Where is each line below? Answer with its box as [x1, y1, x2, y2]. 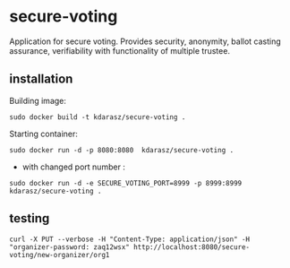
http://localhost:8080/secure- [132, 242, 251, 252]
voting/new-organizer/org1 [9, 250, 110, 259]
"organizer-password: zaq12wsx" [9, 242, 130, 252]
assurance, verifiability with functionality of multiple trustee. [9, 45, 231, 56]
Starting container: [9, 128, 79, 139]
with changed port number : [21, 161, 125, 172]
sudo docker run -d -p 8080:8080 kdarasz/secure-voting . [9, 145, 235, 154]
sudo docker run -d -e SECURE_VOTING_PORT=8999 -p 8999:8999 [9, 178, 243, 187]
